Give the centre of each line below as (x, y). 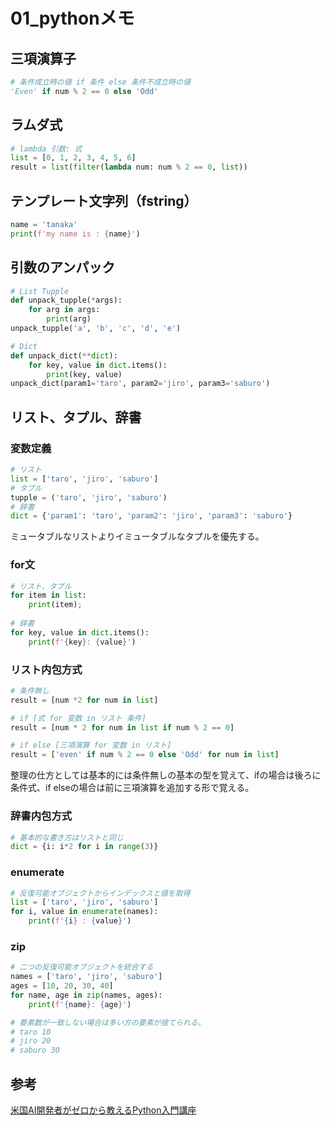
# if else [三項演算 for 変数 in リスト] (91, 745)
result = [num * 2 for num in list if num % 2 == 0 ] (122, 727)
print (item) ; (55, 605)
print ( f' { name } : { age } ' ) (80, 1004)
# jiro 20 (31, 1041)
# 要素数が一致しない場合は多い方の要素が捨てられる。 (108, 1022)
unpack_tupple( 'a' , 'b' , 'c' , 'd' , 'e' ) (96, 329)
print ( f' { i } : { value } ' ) (80, 921)
